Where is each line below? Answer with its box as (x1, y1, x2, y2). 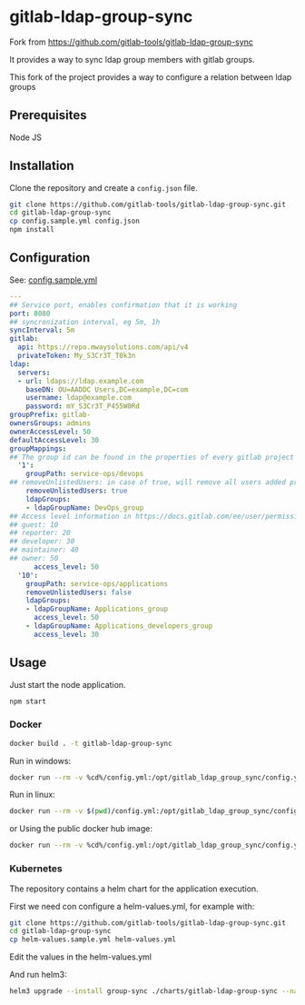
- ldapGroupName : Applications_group (25, 604, 169, 614)
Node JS (9, 132, 43, 143)
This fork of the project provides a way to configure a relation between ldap (9, 71, 292, 83)
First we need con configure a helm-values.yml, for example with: (9, 901, 255, 911)
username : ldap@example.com (25, 393, 132, 403)
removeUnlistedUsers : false (25, 588, 132, 597)
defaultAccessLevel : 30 (9, 435, 100, 444)
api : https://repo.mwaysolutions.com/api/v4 (17, 343, 189, 352)
